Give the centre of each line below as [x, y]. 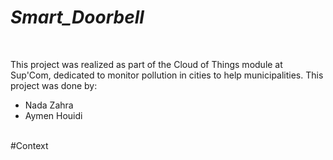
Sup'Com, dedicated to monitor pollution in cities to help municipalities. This [167, 75]
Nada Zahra [49, 105]
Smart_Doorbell [77, 17]
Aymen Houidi [53, 115]
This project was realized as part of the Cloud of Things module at [146, 64]
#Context [29, 145]
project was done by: [54, 85]
